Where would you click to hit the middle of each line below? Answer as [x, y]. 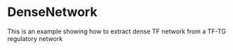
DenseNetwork [52, 12]
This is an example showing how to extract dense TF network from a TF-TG [117, 31]
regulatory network [35, 38]
